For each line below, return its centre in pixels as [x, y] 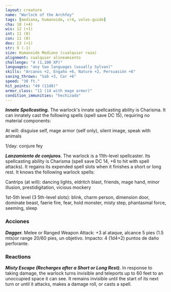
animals [14, 136]
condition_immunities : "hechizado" [43, 95]
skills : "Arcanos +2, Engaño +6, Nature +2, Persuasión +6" [71, 72]
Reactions [18, 257]
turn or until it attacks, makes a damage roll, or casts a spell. [68, 284]
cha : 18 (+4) [19, 24]
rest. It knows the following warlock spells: [50, 172]
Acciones [17, 222]
